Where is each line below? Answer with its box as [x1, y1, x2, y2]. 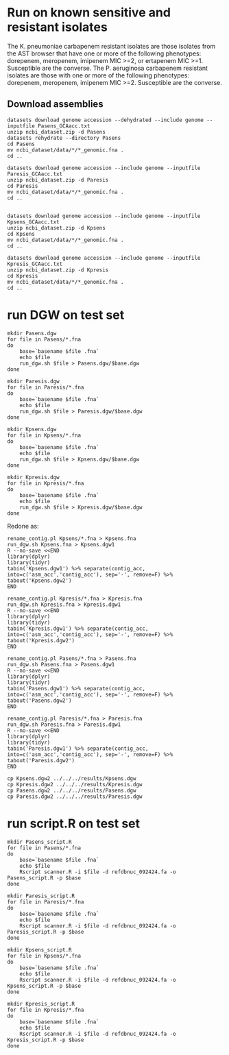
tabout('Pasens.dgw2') [7, 697, 72, 704]
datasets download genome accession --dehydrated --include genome [7, 117, 204, 123]
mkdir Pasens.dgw [7, 330, 57, 337]
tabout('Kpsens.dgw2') [7, 577, 72, 584]
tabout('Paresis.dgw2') [7, 757, 75, 764]
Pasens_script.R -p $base [7, 874, 81, 882]
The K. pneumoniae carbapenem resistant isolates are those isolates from [7, 42, 216, 50]
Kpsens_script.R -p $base [7, 982, 81, 989]
